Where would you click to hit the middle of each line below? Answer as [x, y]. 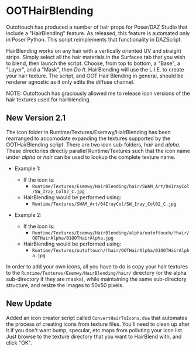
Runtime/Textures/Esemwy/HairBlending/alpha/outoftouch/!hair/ [111, 233]
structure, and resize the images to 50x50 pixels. [65, 285]
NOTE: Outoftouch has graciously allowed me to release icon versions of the [98, 93]
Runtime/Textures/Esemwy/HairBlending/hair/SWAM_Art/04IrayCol [111, 186]
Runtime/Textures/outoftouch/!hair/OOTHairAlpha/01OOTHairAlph [111, 250]
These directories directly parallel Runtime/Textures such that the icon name [98, 151]
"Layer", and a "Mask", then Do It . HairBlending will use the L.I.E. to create [95, 69]
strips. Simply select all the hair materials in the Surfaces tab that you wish [96, 57]
